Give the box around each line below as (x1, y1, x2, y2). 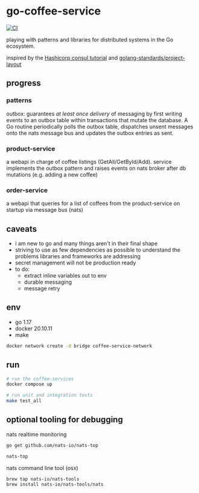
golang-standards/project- (119, 54, 185, 61)
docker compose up (6, 381, 52, 388)
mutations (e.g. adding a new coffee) (6, 171, 98, 178)
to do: (14, 266, 30, 273)
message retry (24, 285, 60, 292)
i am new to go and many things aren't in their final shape (14, 240, 158, 247)
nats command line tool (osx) (6, 464, 78, 471)
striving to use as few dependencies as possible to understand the (14, 246, 181, 253)
